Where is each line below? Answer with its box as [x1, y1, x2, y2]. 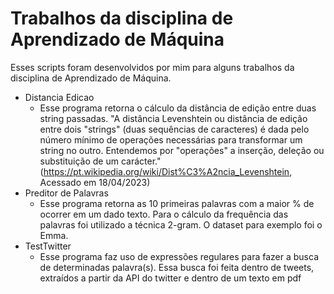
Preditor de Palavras [24, 187, 109, 199]
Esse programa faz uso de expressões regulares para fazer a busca [39, 250, 320, 262]
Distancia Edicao [24, 91, 95, 103]
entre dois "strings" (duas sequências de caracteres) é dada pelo [39, 123, 310, 135]
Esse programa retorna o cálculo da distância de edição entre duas [39, 102, 317, 114]
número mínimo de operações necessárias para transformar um [39, 133, 303, 146]
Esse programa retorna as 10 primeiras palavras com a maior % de [39, 197, 315, 209]
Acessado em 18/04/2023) [39, 176, 151, 188]
